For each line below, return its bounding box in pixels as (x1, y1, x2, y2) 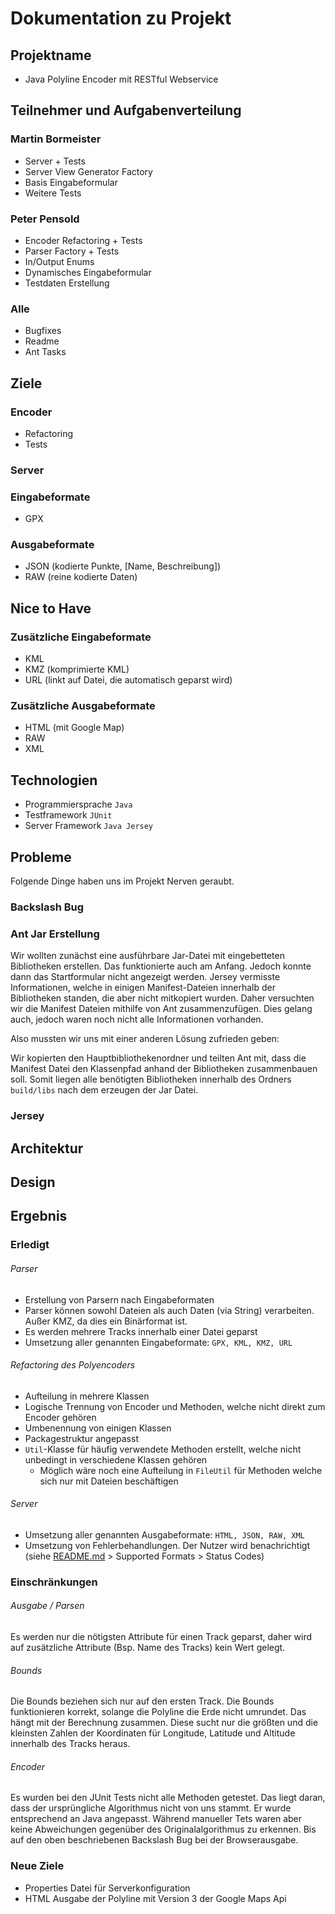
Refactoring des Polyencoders (10, 1359, 136, 1371)
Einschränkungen (10, 1575, 98, 1589)
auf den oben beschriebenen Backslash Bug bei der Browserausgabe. (10, 1834, 299, 1846)
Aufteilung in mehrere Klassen (24, 1390, 150, 1402)
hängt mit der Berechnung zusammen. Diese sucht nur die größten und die (10, 1717, 319, 1729)
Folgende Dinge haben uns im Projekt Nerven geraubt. (10, 875, 235, 887)
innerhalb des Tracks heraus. (10, 1738, 131, 1750)
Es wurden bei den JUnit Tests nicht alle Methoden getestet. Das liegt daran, (10, 1792, 326, 1804)
